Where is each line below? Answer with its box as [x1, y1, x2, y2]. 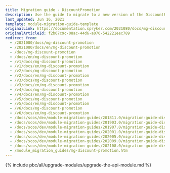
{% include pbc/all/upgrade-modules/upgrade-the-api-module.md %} [5, 162, 152, 168]
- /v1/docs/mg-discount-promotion [10, 59, 82, 64]
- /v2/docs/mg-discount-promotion [10, 69, 82, 74]
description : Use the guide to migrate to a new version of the [5, 12, 144, 17]
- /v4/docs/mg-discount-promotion [10, 87, 82, 92]
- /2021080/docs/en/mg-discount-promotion [10, 45, 101, 50]
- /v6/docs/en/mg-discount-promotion [10, 110, 90, 116]
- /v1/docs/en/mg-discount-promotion [10, 64, 90, 69]
